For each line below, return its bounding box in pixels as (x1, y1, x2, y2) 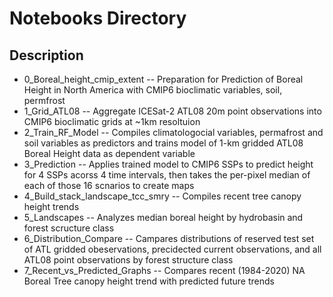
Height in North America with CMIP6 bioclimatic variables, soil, (23, 84, 283, 96)
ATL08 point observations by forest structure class (23, 254, 234, 266)
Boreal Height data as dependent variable (23, 148, 196, 159)
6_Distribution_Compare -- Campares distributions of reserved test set (23, 233, 315, 244)
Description (9, 47, 84, 64)
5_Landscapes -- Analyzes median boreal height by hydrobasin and (23, 212, 304, 223)
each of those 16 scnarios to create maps (23, 180, 195, 191)
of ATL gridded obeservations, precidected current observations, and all (23, 243, 322, 255)
